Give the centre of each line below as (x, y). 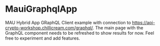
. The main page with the (118, 27)
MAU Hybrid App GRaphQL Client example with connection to (68, 23)
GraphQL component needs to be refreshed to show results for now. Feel (80, 33)
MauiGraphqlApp (41, 9)
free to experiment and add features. (43, 38)
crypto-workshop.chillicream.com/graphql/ (49, 27)
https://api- (143, 23)
